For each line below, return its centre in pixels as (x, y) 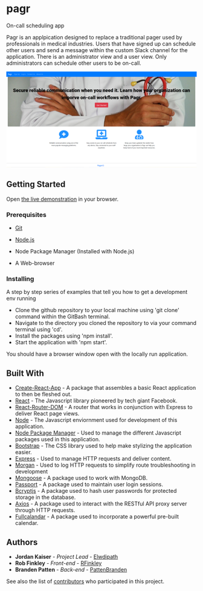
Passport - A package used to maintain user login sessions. (89, 484)
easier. (23, 452)
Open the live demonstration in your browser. (63, 199)
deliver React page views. (47, 413)
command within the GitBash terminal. (62, 316)
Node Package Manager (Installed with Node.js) (75, 252)
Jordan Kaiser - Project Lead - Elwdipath (66, 556)
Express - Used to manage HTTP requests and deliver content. (93, 459)
